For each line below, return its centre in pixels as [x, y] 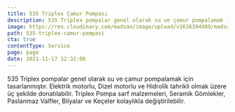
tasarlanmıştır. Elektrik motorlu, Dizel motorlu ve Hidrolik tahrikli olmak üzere [117, 86]
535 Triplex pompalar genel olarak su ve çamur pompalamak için [100, 79]
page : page [23, 53]
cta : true [22, 40]
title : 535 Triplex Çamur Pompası [58, 14]
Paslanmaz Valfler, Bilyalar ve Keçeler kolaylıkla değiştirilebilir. [96, 101]
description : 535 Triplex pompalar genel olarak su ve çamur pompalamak [115, 20]
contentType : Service [39, 46]
